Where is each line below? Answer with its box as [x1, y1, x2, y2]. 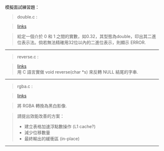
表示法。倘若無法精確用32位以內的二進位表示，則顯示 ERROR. [21, 39, 146, 45]
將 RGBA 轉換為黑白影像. [17, 103, 67, 109]
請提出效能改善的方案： [17, 113, 64, 119]
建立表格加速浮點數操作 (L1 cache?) [24, 124, 96, 129]
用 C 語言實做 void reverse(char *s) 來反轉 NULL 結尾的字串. [17, 69, 138, 75]
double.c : [17, 14, 38, 19]
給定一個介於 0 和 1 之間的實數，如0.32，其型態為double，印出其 [17, 34, 148, 39]
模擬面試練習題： [5, 4, 40, 10]
